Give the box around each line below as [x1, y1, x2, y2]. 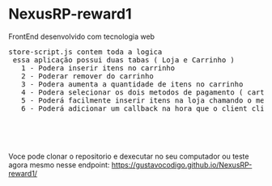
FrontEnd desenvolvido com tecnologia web [8, 32, 155, 41]
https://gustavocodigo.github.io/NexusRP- [111, 159, 253, 170]
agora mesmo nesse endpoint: [8, 159, 110, 170]
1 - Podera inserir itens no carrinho [21, 63, 176, 73]
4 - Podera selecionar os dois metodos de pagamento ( [21, 87, 244, 97]
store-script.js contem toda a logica [8, 47, 163, 57]
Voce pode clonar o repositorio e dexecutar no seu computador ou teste [8, 151, 249, 161]
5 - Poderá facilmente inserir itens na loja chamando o [21, 95, 253, 105]
